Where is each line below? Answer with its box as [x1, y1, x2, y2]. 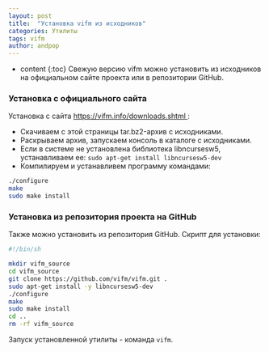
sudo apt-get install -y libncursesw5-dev [8, 282, 153, 291]
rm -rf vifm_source [8, 320, 74, 329]
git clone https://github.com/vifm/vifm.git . [8, 274, 168, 283]
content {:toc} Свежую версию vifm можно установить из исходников [19, 64, 262, 74]
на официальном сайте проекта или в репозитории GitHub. [19, 73, 225, 83]
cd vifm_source [8, 268, 60, 276]
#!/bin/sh [8, 245, 42, 253]
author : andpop [8, 42, 60, 50]
